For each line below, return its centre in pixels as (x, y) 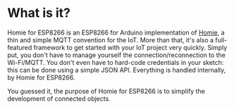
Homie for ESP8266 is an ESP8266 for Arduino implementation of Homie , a (116, 32)
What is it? (39, 13)
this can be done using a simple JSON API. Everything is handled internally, (117, 70)
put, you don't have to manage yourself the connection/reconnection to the (116, 55)
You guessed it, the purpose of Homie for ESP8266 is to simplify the (106, 91)
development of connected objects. (59, 98)
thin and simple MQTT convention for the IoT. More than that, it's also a (110, 39)
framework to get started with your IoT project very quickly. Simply (130, 47)
